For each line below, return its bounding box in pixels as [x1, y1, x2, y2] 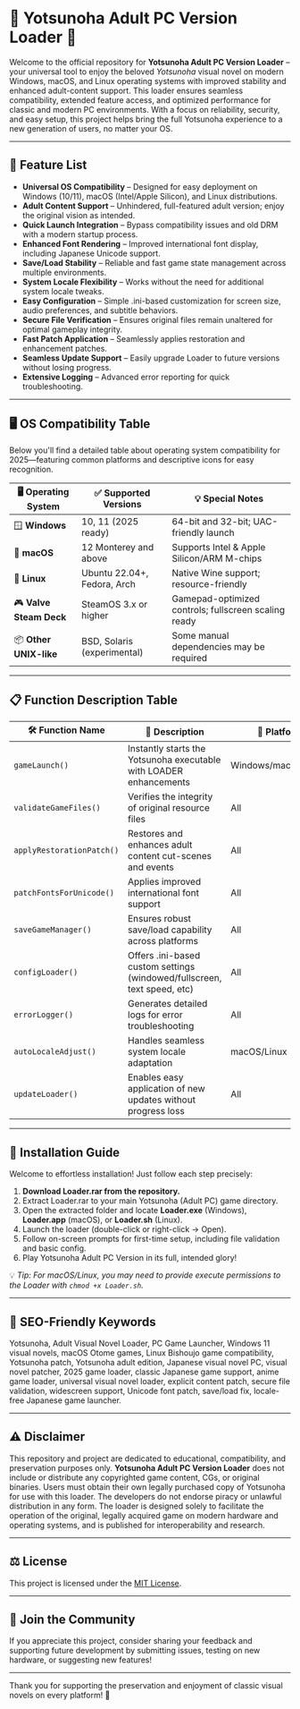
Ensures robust [128, 913, 192, 925]
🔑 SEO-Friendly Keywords [9, 1314, 156, 1330]
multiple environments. [21, 267, 107, 277]
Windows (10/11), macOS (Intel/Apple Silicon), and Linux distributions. [21, 191, 279, 201]
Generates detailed [128, 998, 208, 1010]
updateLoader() [13, 1089, 79, 1100]
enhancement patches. [21, 343, 107, 353]
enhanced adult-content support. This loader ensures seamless [9, 85, 244, 96]
